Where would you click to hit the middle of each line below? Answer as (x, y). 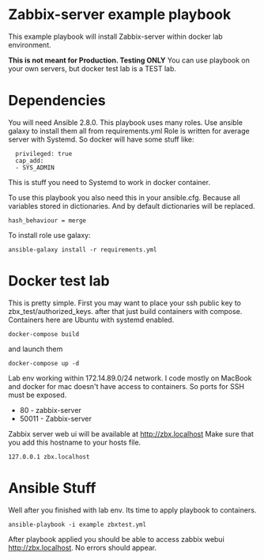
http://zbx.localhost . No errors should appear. (82, 547)
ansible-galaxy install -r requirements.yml (83, 250)
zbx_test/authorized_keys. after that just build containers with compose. (125, 311)
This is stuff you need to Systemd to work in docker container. (109, 182)
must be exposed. (38, 395)
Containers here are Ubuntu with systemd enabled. (91, 320)
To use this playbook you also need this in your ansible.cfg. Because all (124, 197)
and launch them (36, 349)
